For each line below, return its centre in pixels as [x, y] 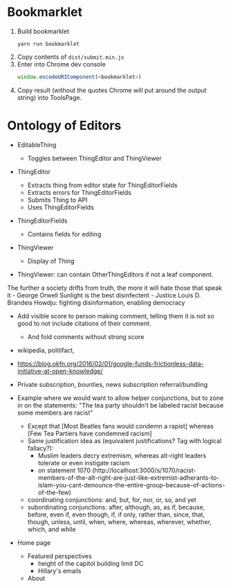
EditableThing [37, 145]
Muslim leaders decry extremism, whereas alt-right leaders [122, 456]
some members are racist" [55, 413]
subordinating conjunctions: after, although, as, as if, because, [116, 507]
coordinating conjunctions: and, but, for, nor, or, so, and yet [112, 499]
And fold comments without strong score [86, 336]
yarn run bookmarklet [48, 44]
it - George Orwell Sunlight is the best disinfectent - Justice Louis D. [104, 295]
